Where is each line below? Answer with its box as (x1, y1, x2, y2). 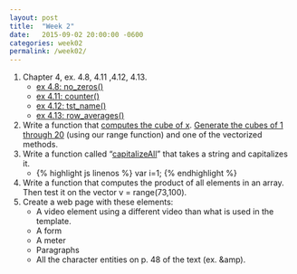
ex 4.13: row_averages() (35, 110, 125, 121)
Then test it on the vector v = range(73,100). (22, 187, 187, 198)
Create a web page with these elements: (22, 196, 174, 208)
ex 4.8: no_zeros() (35, 81, 104, 92)
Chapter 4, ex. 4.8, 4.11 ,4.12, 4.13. (22, 71, 148, 82)
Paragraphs (35, 245, 80, 256)
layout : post (9, 13, 59, 23)
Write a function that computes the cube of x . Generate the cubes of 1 (22, 119, 283, 131)
